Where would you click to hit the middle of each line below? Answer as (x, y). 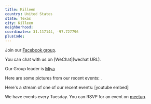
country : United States (29, 14)
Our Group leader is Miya (30, 68)
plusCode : (15, 37)
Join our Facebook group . (31, 50)
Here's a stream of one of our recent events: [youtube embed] (67, 87)
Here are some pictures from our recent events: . (54, 78)
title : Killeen (20, 9)
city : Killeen (19, 23)
